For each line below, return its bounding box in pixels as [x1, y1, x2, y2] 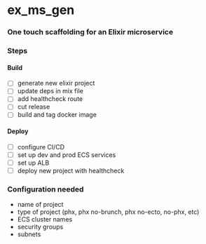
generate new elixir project [17, 79, 95, 88]
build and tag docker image [17, 111, 97, 119]
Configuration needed [7, 184, 84, 194]
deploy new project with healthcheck [17, 166, 125, 175]
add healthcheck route [17, 95, 83, 103]
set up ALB [17, 158, 50, 167]
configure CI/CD [17, 142, 65, 151]
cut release [17, 102, 50, 111]
